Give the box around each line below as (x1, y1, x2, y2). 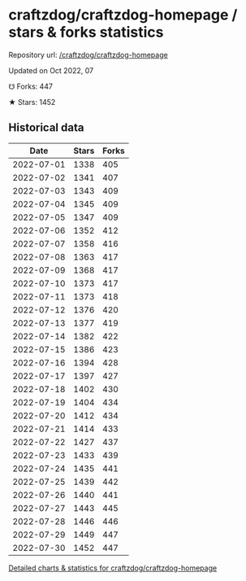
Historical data (8, 120, 84, 135)
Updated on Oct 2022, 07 (8, 65, 94, 75)
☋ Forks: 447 (8, 81, 54, 91)
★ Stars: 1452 (8, 97, 56, 107)
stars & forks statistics (8, 23, 164, 41)
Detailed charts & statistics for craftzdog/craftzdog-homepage (8, 563, 218, 573)
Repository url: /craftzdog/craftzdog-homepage (8, 50, 168, 59)
